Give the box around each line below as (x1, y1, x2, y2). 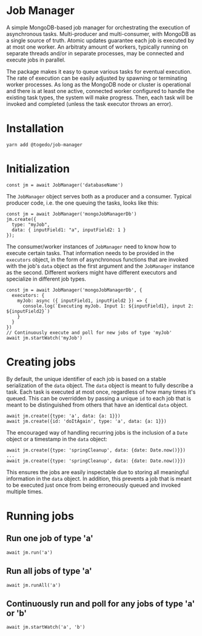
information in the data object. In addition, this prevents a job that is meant (6, 475, 192, 482)
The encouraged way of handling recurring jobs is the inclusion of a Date (6, 428, 188, 436)
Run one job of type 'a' (6, 533, 93, 543)
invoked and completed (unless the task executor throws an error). (6, 100, 173, 107)
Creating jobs (6, 355, 76, 369)
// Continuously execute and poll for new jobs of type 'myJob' (6, 329, 172, 335)
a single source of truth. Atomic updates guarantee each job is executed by (6, 37, 194, 44)
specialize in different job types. (6, 275, 87, 282)
